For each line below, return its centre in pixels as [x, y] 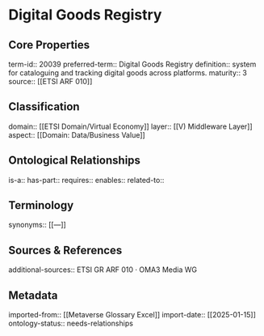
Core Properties [49, 45]
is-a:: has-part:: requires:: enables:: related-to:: [86, 180]
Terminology [41, 205]
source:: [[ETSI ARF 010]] [50, 81]
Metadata [33, 295]
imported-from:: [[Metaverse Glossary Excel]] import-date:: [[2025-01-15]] [132, 315]
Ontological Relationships [75, 161]
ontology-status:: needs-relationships [71, 323]
